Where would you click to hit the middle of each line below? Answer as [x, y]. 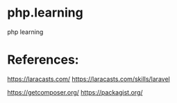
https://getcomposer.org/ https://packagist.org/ [75, 92]
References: [43, 60]
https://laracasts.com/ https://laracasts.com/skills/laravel [88, 79]
